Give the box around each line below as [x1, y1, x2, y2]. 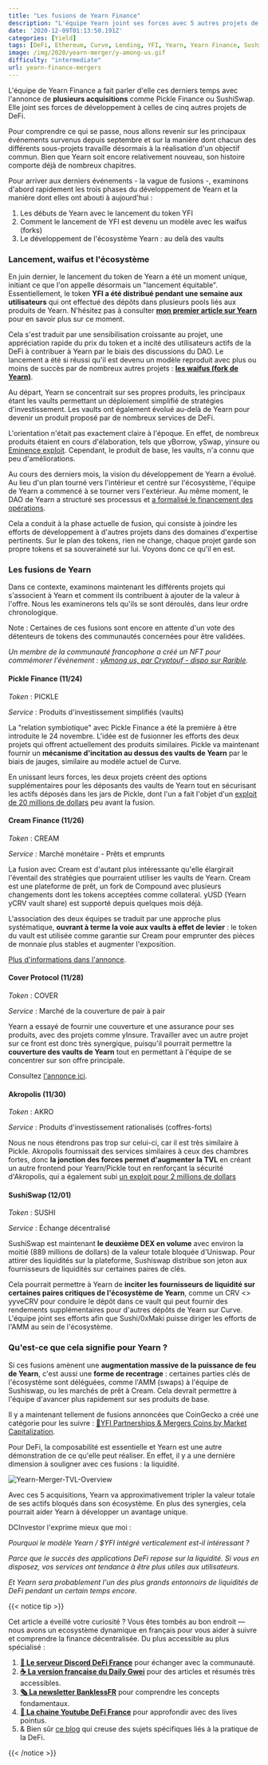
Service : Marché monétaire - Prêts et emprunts [8, 849, 165, 858]
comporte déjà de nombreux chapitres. [8, 160, 137, 170]
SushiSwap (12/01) [8, 1190, 72, 1200]
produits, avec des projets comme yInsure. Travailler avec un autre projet [8, 1030, 249, 1039]
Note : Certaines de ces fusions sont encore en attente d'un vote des [8, 623, 235, 633]
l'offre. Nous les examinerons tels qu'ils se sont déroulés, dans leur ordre [8, 600, 249, 609]
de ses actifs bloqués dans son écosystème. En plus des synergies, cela [8, 1498, 246, 1508]
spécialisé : [8, 1642, 45, 1652]
